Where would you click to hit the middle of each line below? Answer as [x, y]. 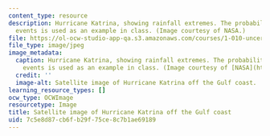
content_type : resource [48, 16]
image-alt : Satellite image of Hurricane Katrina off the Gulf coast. [136, 82]
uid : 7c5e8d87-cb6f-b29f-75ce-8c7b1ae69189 [82, 120]
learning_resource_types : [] [57, 90]
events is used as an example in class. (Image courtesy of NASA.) [131, 30]
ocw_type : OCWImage [41, 98]
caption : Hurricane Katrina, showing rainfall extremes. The [120, 61]
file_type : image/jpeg [46, 46]
